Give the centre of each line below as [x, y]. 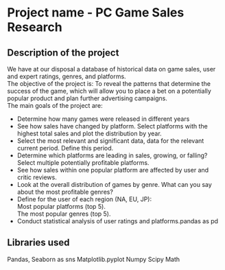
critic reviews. [37, 177]
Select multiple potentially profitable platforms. [83, 162]
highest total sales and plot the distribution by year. [90, 133]
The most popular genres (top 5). [64, 214]
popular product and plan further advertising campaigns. [87, 98]
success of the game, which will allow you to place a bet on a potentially [109, 91]
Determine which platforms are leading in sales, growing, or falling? [112, 155]
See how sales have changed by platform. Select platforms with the [112, 126]
